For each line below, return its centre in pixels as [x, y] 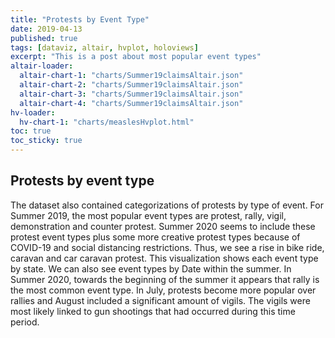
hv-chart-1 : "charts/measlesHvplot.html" [107, 122]
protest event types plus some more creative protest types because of [155, 237]
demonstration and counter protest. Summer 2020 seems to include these [163, 226]
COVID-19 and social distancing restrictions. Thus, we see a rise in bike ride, [167, 247]
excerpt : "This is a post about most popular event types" [136, 57]
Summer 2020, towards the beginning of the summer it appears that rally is [165, 279]
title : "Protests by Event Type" [80, 19]
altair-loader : [42, 66]
